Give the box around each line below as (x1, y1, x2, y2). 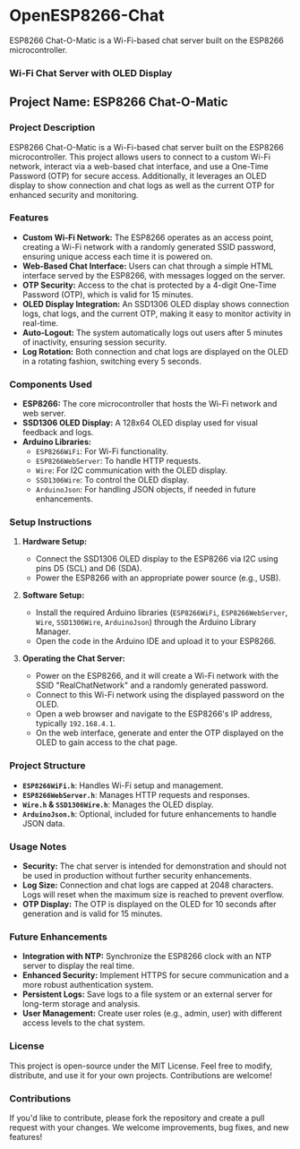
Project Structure (9, 759, 86, 772)
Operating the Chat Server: (21, 653, 125, 664)
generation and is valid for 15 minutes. (21, 908, 163, 919)
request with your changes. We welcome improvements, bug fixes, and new (9, 1121, 289, 1133)
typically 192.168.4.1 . (35, 718, 116, 729)
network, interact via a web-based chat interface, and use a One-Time (9, 160, 269, 171)
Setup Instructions (9, 516, 92, 528)
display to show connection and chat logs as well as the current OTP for (9, 180, 275, 191)
